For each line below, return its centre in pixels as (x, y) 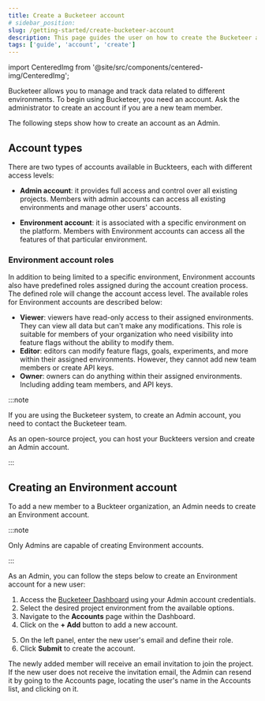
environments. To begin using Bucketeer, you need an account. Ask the (124, 99)
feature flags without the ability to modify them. (97, 343)
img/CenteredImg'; (39, 76)
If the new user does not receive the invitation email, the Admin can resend (130, 673)
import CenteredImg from (50, 67)
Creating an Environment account (93, 487)
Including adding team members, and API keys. (96, 384)
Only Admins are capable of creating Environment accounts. (106, 545)
